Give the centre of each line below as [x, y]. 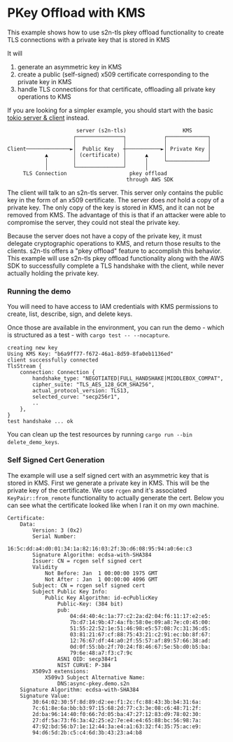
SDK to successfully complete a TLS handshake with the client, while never [116, 266]
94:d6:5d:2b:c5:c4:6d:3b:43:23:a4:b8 [87, 733]
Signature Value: [45, 696]
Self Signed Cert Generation [56, 460]
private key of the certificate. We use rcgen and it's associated [97, 490]
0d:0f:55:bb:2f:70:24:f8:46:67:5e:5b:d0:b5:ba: [140, 647]
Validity [45, 567]
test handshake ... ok [40, 422]
